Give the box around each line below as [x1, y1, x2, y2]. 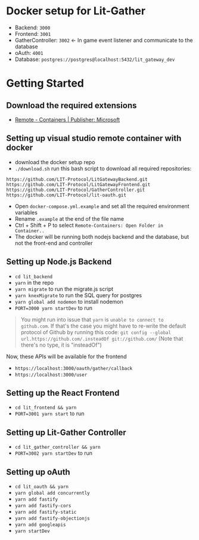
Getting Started [6, 76, 85, 90]
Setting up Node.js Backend [6, 257, 112, 267]
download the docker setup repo [14, 158, 95, 165]
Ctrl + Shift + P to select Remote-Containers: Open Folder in [14, 221, 164, 229]
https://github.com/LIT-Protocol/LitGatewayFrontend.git [6, 181, 151, 187]
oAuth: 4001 [14, 49, 43, 56]
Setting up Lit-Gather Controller [6, 427, 126, 437]
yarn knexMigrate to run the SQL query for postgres [14, 291, 142, 299]
